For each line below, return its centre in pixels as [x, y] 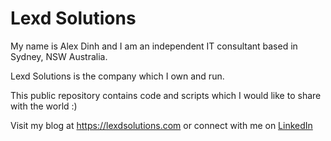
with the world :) [44, 106]
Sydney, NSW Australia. [59, 56]
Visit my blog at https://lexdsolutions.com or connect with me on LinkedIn [161, 125]
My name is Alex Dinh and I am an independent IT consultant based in [154, 46]
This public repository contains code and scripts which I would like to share [166, 95]
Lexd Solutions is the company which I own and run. [117, 76]
